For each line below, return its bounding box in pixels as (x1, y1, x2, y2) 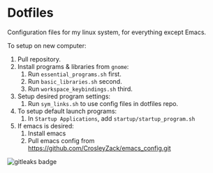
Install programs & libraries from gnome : (17, 62, 129, 70)
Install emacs (27, 129, 66, 137)
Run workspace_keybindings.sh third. (27, 84, 133, 93)
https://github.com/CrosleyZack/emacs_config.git (27, 144, 171, 152)
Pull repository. (17, 54, 61, 63)
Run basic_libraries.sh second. (27, 77, 122, 85)
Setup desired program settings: (17, 92, 110, 100)
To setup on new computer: (7, 41, 87, 50)
